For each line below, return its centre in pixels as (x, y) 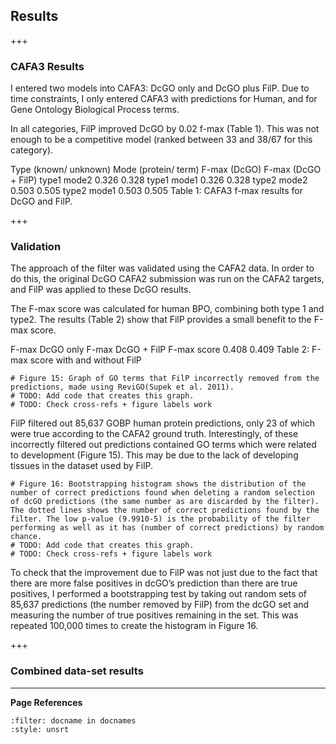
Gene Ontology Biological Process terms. (95, 110)
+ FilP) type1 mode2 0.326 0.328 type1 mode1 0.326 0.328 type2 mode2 (159, 180)
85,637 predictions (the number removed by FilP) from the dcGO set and (160, 605)
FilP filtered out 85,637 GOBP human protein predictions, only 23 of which (163, 423)
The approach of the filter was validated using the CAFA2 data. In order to (162, 268)
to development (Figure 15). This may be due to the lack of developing (154, 455)
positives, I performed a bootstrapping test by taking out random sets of (159, 594)
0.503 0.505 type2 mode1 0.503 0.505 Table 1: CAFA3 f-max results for (156, 191)
